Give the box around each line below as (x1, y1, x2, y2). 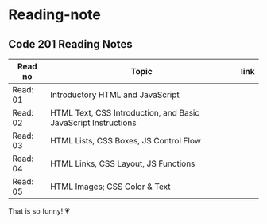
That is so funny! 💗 (8, 206, 70, 216)
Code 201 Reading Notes (8, 37, 133, 51)
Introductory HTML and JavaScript (50, 89, 180, 100)
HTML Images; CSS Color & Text (50, 181, 171, 192)
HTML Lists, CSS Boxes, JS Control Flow (50, 136, 201, 146)
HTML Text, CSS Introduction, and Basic (50, 108, 200, 118)
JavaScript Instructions (50, 117, 137, 128)
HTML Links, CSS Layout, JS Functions (50, 158, 195, 169)
